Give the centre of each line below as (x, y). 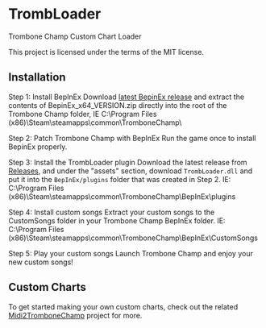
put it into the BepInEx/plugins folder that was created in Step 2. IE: (120, 179)
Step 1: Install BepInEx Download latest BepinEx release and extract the (126, 97)
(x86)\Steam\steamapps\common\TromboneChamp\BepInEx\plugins (122, 196)
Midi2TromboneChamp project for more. (75, 315)
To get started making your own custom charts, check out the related (123, 306)
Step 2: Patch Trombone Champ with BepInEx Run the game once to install (132, 138)
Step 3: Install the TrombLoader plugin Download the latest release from (128, 162)
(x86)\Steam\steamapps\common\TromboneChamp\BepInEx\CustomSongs (133, 238)
